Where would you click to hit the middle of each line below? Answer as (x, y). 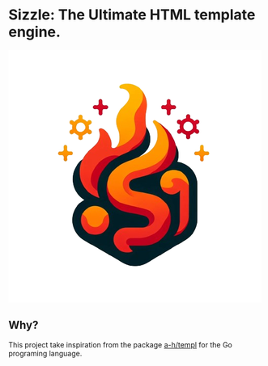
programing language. (45, 353)
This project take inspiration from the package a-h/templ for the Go (120, 344)
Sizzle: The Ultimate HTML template (132, 15)
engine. (34, 32)
